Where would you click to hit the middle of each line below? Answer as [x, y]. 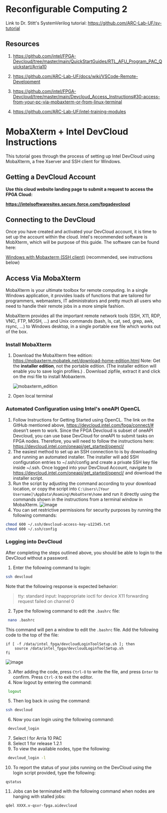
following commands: [35, 515]
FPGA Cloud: [19, 194]
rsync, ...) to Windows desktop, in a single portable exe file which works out [83, 326]
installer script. [28, 478]
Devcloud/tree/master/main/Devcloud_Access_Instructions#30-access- [86, 96]
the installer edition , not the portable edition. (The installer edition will [85, 366]
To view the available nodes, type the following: [62, 749]
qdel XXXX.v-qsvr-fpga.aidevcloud [42, 806]
